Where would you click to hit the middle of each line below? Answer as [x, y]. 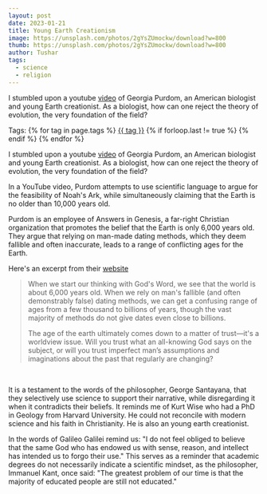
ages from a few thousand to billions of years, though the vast [130, 309]
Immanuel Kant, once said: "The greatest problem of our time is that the [126, 472]
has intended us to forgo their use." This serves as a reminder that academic [134, 456]
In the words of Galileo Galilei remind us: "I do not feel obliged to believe [127, 439]
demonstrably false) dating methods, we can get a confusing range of [142, 301]
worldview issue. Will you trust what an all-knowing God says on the [140, 342]
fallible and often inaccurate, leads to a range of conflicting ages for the [126, 244]
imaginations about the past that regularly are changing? [120, 358]
